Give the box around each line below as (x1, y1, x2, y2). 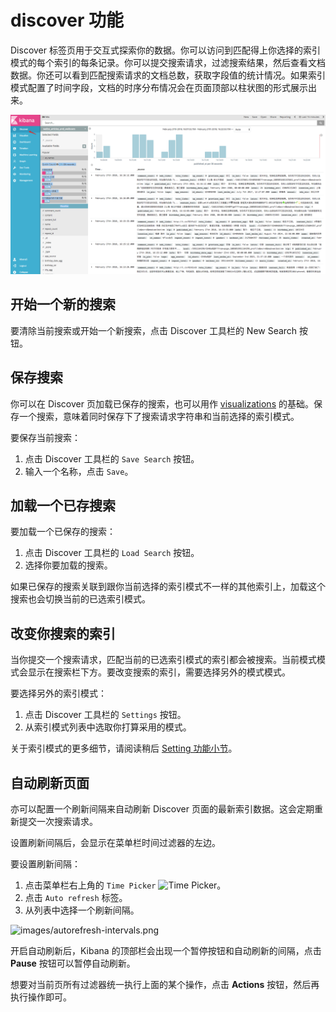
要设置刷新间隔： (10, 857, 81, 870)
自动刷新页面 (10, 774, 90, 791)
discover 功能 (10, 9, 125, 32)
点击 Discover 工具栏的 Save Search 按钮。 (24, 452, 200, 465)
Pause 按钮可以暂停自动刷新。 (10, 957, 136, 969)
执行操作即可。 (10, 991, 72, 1003)
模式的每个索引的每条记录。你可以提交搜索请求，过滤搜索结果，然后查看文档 (10, 56, 326, 68)
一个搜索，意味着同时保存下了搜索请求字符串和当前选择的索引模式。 (18, 410, 300, 422)
